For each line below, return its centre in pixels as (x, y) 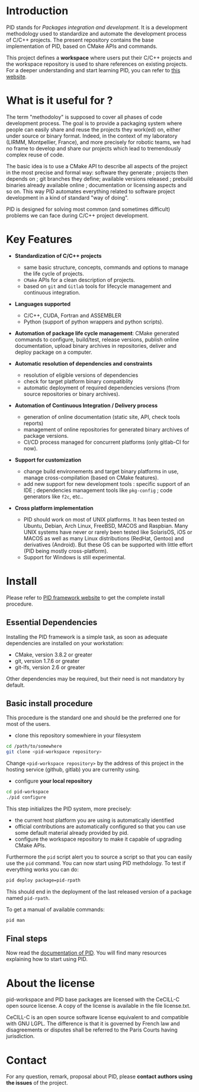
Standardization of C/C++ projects (58, 255)
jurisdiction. (20, 1036)
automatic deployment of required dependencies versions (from (102, 388)
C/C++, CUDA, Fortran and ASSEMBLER (72, 315)
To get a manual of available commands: (55, 909)
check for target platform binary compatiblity (78, 381)
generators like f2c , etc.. (53, 497)
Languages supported (43, 304)
